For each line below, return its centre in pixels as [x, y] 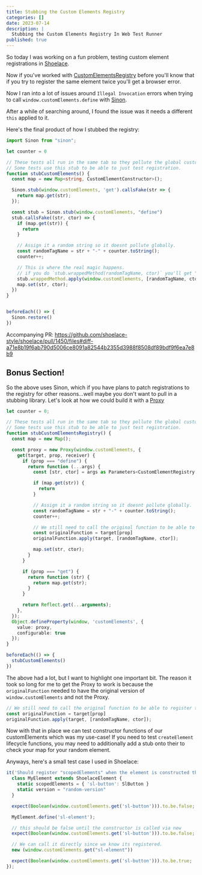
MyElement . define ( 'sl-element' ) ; [54, 817]
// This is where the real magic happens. [71, 267]
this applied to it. [28, 118]
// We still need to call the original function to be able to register [99, 708]
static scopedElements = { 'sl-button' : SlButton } [83, 784]
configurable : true [41, 633]
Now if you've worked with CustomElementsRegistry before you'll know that [100, 75]
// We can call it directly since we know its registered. [87, 845]
